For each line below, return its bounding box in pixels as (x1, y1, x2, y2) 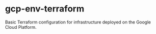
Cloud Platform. (5, 24, 37, 30)
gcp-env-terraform (5, 3, 84, 14)
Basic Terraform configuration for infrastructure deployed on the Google (5, 19, 151, 25)
